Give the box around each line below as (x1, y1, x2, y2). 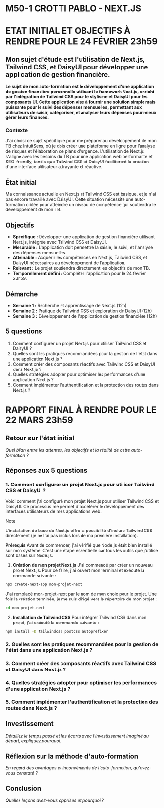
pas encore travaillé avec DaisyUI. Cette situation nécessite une (5, 196, 134, 202)
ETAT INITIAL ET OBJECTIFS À (5, 25, 131, 37)
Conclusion (5, 784, 41, 793)
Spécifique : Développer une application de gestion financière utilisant (12, 234, 155, 240)
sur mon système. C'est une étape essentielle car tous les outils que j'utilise (5, 548, 158, 554)
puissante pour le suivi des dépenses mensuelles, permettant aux (5, 104, 142, 110)
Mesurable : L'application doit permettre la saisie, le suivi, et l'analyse (12, 244, 153, 250)
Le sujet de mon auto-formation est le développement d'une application (5, 84, 154, 90)
